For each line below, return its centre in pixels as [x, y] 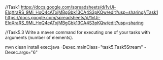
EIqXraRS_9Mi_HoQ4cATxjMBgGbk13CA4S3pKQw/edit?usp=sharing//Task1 [82, 12]
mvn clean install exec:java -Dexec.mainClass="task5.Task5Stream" [74, 47]
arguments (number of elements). [39, 37]
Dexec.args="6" [21, 52]
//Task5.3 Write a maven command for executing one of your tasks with [78, 32]
